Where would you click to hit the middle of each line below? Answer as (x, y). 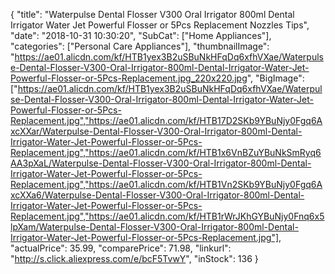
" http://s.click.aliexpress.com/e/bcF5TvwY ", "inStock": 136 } (134, 258)
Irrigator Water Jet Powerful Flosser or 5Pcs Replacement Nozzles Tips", (160, 25)
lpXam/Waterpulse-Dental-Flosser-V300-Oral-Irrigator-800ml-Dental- (154, 227)
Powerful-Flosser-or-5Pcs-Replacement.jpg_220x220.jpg (129, 78)
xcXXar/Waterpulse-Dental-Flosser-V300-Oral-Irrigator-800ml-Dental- (156, 131)
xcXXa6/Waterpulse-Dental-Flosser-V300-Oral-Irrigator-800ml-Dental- (157, 195)
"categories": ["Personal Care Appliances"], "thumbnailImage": (140, 46)
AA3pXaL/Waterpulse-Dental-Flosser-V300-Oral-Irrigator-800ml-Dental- (161, 163)
